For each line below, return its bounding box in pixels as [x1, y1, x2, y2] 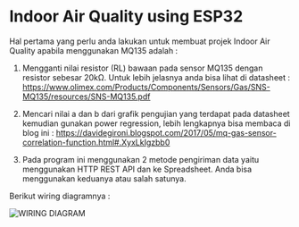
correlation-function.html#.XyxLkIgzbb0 [21, 137, 170, 147]
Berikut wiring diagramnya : [9, 190, 111, 201]
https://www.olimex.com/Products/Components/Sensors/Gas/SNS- [21, 81, 270, 92]
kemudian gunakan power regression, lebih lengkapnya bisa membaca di [21, 118, 291, 129]
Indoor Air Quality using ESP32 [9, 6, 244, 27]
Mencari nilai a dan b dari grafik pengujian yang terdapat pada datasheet [21, 108, 290, 119]
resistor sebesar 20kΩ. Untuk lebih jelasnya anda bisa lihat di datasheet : [21, 71, 291, 82]
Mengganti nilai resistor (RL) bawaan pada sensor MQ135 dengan [21, 63, 263, 73]
